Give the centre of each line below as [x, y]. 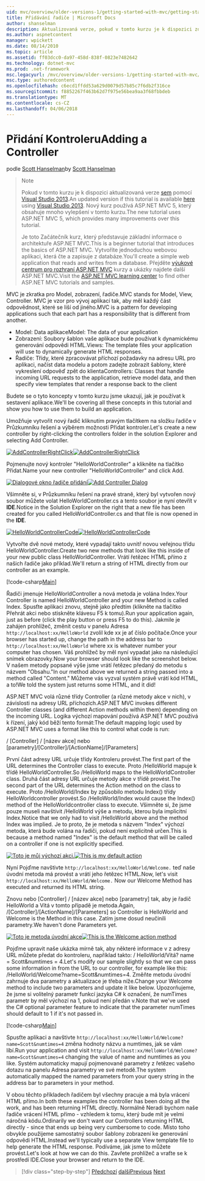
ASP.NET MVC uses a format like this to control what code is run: [88, 729]
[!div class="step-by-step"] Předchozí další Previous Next [93, 1172]
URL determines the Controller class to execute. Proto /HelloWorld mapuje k [102, 766]
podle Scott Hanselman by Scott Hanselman [61, 169]
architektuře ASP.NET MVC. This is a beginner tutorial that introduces [107, 244]
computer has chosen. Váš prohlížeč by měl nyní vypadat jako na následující [102, 652]
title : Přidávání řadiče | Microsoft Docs [61, 18]
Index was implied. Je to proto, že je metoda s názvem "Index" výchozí [95, 824]
